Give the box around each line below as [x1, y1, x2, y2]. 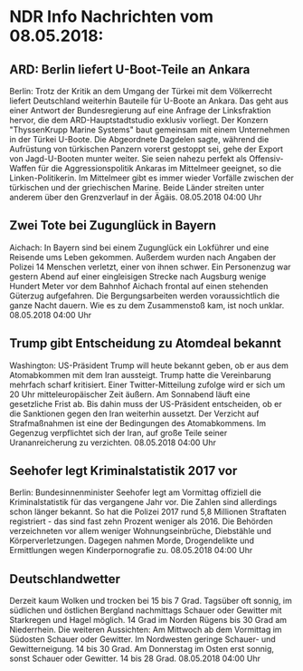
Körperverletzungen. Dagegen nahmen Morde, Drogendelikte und [9, 535, 255, 546]
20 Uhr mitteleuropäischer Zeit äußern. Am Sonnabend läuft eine [9, 388, 251, 400]
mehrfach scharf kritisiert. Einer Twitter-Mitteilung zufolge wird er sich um [9, 379, 286, 390]
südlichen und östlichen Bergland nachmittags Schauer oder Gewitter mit [9, 605, 282, 616]
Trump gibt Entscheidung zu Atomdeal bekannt [9, 335, 282, 351]
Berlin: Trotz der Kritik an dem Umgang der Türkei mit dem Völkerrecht [9, 86, 273, 96]
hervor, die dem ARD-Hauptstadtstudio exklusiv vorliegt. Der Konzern [9, 115, 269, 125]
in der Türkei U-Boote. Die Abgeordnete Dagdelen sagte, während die [9, 134, 270, 144]
